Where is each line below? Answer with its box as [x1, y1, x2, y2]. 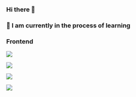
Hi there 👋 [6, 5, 36, 14]
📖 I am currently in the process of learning [6, 21, 131, 29]
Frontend [6, 37, 34, 45]
